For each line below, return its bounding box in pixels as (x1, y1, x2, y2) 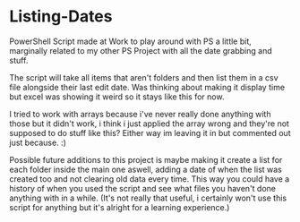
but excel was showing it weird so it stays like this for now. (9, 91, 225, 102)
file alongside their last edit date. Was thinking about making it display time (9, 81, 285, 92)
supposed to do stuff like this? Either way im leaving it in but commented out (9, 127, 291, 138)
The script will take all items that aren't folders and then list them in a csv (9, 72, 279, 82)
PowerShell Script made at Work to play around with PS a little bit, (9, 36, 253, 47)
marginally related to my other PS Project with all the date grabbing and (9, 45, 272, 55)
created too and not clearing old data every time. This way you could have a (9, 173, 290, 184)
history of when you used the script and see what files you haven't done (9, 183, 276, 193)
